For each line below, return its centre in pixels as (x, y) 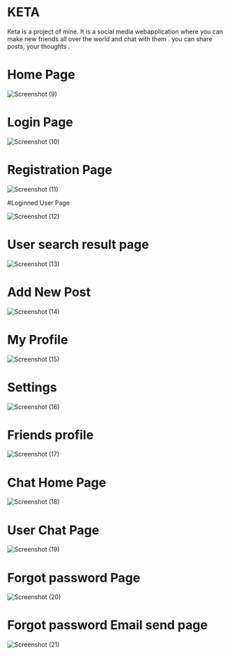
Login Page (40, 122)
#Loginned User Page (39, 203)
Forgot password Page (74, 578)
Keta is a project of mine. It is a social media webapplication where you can (115, 31)
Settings (32, 387)
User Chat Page (53, 530)
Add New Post (49, 292)
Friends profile (51, 435)
